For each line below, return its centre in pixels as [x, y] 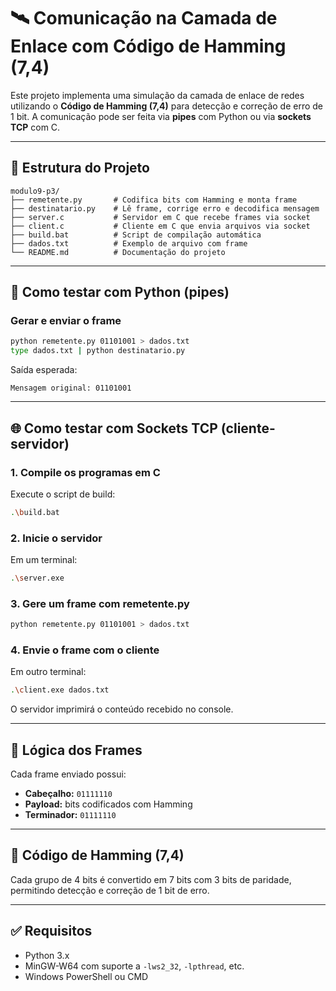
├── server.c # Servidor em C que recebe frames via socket [160, 217]
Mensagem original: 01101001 [71, 388]
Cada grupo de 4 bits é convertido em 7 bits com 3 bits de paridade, [151, 879]
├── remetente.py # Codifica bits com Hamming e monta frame [154, 200]
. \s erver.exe [37, 578]
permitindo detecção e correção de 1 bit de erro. [110, 890]
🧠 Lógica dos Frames [76, 750]
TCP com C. [35, 127]
